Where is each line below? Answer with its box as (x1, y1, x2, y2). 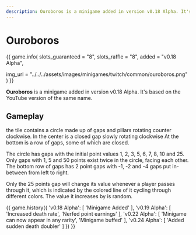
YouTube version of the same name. (6, 94, 93, 101)
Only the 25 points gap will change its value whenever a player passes (6, 181, 175, 188)
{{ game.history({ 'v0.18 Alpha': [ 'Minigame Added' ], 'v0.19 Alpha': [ (6, 204, 171, 211)
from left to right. (28, 169, 69, 176)
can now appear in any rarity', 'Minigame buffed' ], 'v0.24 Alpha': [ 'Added (6, 217, 184, 224)
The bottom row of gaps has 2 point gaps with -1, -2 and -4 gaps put (6, 163, 171, 170)
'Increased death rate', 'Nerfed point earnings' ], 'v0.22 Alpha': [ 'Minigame (6, 210, 187, 217)
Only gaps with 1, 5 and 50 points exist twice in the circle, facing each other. (6, 157, 189, 164)
